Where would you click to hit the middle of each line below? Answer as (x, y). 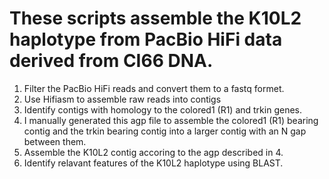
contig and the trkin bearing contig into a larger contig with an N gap (165, 131)
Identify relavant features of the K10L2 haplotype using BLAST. (153, 163)
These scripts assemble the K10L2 (155, 18)
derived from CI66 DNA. (111, 61)
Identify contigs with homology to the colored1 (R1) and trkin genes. (162, 109)
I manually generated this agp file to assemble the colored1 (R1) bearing (171, 120)
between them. (55, 141)
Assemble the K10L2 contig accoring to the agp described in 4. (153, 152)
